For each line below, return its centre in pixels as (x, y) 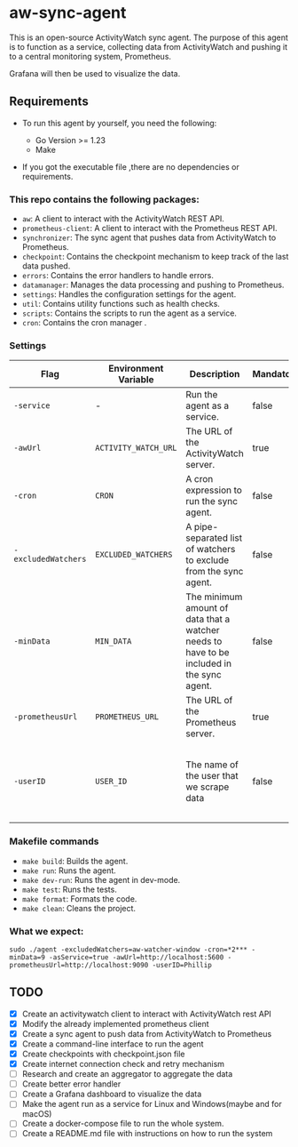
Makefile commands (54, 841)
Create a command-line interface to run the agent (113, 1044)
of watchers (211, 549)
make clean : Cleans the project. (78, 908)
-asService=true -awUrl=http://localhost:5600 (136, 957)
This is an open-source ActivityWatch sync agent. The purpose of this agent (149, 37)
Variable (136, 380)
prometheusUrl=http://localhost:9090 (79, 965)
